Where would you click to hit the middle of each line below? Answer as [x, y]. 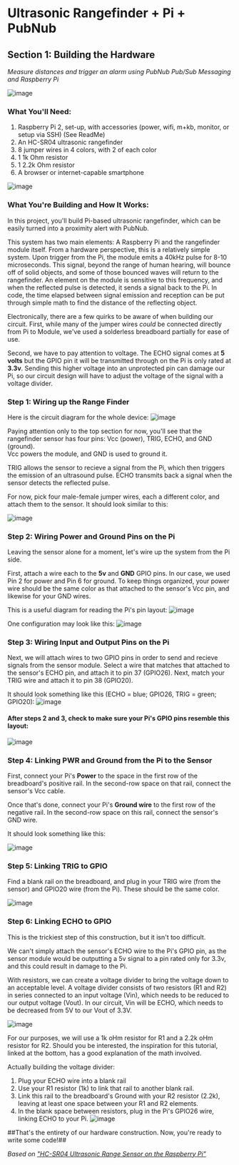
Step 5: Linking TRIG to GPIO [58, 866]
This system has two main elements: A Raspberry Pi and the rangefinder [113, 242]
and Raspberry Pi [33, 79]
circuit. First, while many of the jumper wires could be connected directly [115, 324]
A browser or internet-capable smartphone [81, 173]
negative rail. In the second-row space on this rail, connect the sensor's [113, 812]
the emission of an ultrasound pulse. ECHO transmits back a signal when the [120, 475]
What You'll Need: [39, 111]
